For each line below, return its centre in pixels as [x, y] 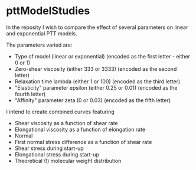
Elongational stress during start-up [57, 154]
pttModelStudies [48, 11]
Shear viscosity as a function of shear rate [66, 123]
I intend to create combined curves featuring [61, 112]
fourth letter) [30, 94]
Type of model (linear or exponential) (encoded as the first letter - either [102, 56]
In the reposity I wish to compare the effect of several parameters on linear [97, 27]
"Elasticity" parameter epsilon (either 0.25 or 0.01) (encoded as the [96, 87]
